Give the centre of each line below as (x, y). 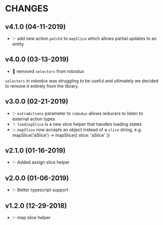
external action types (34, 119)
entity (18, 44)
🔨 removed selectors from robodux (48, 71)
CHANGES (27, 9)
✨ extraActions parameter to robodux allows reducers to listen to (78, 113)
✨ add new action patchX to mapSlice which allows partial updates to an (84, 38)
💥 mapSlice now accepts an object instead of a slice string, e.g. (77, 129)
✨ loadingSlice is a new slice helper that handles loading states (77, 124)
